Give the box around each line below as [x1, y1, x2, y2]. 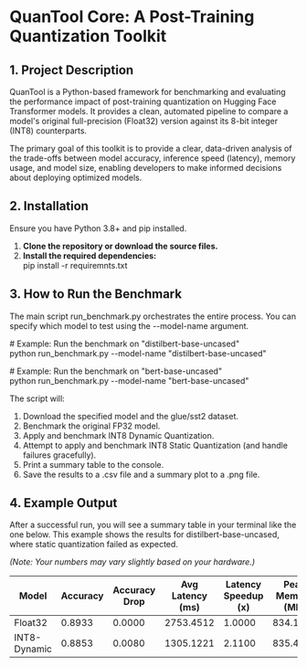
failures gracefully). [22, 450, 97, 461]
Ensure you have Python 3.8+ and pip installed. [9, 222, 187, 234]
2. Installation [9, 198, 90, 214]
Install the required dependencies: [22, 249, 157, 261]
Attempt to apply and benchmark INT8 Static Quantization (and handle [22, 439, 288, 450]
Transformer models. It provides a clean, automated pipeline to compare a [9, 106, 289, 116]
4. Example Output [9, 495, 118, 511]
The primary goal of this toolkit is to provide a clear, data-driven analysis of [9, 143, 292, 154]
